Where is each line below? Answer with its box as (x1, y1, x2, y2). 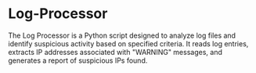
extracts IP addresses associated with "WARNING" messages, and (8, 47, 223, 57)
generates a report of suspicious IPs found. (8, 56, 148, 65)
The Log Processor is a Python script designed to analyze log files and (8, 31, 236, 40)
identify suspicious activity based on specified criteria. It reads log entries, (8, 38, 249, 48)
